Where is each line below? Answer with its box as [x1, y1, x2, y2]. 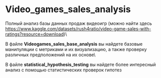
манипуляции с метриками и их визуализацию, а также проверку [5, 46, 147, 52]
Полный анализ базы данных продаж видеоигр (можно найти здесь [5, 20, 152, 26]
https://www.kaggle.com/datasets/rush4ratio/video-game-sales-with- [5, 25, 151, 31]
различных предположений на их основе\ [5, 52, 96, 58]
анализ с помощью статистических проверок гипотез [5, 67, 122, 73]
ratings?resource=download [5, 31, 64, 37]
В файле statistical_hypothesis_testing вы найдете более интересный [5, 61, 156, 67]
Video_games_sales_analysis [5, 4, 131, 15]
